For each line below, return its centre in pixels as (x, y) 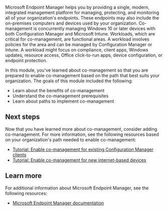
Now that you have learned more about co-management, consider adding (81, 129)
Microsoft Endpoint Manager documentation (58, 203)
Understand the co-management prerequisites (60, 96)
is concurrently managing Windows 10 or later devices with (94, 29)
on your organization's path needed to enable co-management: (71, 139)
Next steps (23, 117)
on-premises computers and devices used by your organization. (71, 23)
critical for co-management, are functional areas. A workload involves (77, 39)
